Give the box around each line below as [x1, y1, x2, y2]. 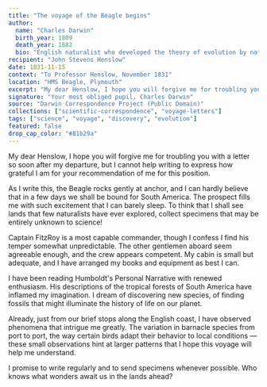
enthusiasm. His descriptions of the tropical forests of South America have [8, 282, 253, 291]
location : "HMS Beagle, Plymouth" [8, 78, 123, 86]
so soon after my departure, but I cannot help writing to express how [8, 159, 233, 169]
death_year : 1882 [15, 41, 73, 49]
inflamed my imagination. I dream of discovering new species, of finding [8, 290, 245, 300]
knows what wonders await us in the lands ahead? [8, 371, 173, 381]
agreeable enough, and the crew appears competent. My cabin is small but [8, 249, 254, 259]
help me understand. [8, 347, 77, 357]
